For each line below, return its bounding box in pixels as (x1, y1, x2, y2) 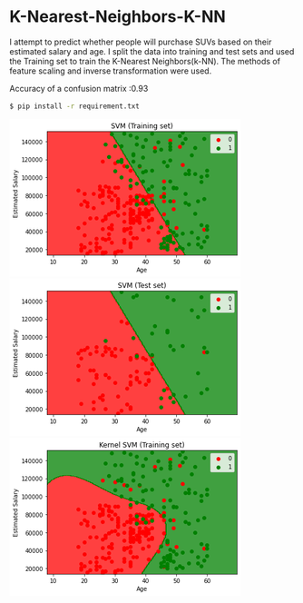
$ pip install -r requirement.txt (9, 102, 141, 111)
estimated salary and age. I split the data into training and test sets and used (9, 45, 295, 56)
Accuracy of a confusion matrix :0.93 (9, 83, 149, 94)
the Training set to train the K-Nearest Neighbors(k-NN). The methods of (9, 55, 281, 66)
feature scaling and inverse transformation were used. (9, 65, 212, 76)
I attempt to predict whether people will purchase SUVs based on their (9, 36, 272, 47)
